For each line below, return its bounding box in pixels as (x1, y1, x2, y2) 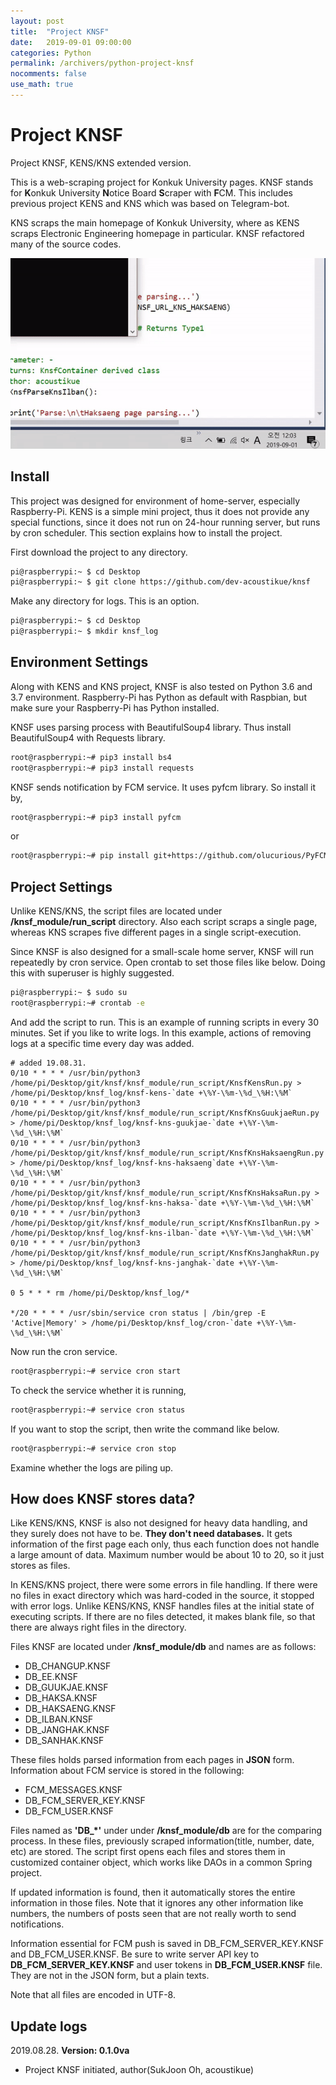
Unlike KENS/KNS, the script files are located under (10, 905, 223, 917)
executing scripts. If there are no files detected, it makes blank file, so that (10, 1611, 316, 1623)
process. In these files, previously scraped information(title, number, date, (10, 1835, 315, 1847)
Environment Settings (10, 654, 149, 671)
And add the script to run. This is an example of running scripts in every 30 (10, 1016, 320, 1028)
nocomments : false (10, 69, 87, 79)
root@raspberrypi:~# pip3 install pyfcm (10, 812, 182, 822)
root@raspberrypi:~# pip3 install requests (10, 763, 195, 773)
